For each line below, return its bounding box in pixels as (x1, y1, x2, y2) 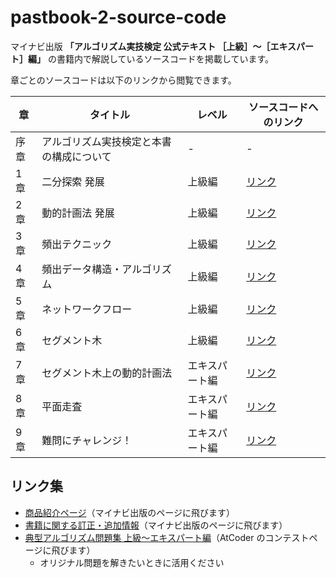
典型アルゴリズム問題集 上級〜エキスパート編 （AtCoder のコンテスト (24, 531, 310, 543)
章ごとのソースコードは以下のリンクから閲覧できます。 (10, 74, 237, 86)
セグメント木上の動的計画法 (41, 366, 173, 380)
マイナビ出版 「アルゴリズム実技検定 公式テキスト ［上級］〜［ (10, 40, 271, 52)
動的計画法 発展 (41, 206, 115, 220)
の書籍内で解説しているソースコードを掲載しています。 (47, 52, 274, 65)
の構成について (41, 149, 112, 163)
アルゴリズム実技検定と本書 (41, 134, 172, 148)
